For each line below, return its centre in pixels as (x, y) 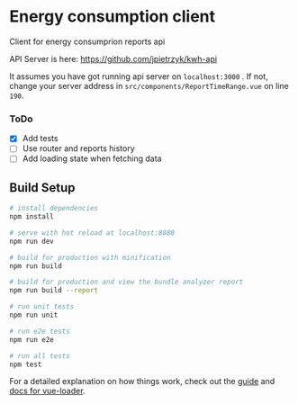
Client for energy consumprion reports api (87, 41)
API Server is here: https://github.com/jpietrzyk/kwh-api (113, 58)
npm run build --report (54, 291)
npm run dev (32, 241)
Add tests (40, 139)
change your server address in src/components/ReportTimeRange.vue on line (149, 85)
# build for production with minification (90, 257)
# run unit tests (42, 307)
